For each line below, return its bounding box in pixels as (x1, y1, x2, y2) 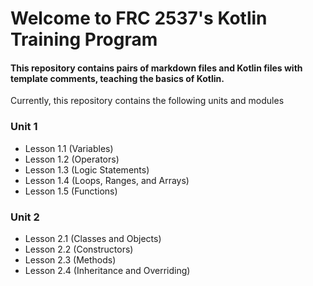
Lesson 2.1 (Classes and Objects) (24, 232, 162, 244)
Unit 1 (10, 120, 38, 134)
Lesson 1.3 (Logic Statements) (24, 163, 150, 176)
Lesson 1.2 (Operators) (24, 153, 120, 165)
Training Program (10, 28, 158, 51)
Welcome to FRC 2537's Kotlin (10, 7, 268, 30)
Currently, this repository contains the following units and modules (10, 95, 285, 107)
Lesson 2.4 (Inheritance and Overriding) (24, 264, 191, 276)
